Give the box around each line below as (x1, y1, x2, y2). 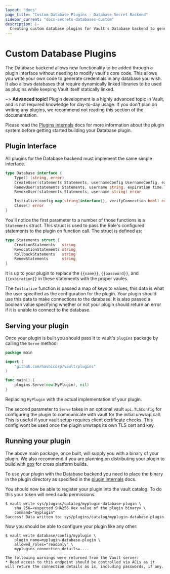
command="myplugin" (14, 510, 56, 515)
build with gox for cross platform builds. (5, 461, 89, 467)
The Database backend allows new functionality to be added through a (5, 65, 153, 71)
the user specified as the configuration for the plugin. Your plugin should (5, 291, 157, 297)
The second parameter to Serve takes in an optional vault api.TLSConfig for (5, 406, 162, 412)
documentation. (5, 112, 38, 118)
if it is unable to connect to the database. (5, 307, 91, 313)
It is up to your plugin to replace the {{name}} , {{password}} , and (5, 270, 139, 276)
